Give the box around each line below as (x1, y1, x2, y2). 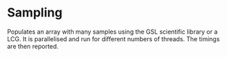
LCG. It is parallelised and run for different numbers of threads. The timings (7, 34, 220, 43)
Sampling (7, 5, 63, 21)
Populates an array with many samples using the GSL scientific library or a (7, 27, 218, 36)
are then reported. (7, 42, 59, 50)
